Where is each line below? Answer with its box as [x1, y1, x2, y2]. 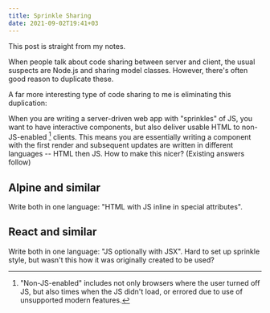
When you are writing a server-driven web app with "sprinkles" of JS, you [8, 113, 253, 123]
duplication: [8, 98, 47, 108]
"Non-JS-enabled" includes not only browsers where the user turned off [19, 278, 260, 287]
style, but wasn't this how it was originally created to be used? [8, 254, 215, 265]
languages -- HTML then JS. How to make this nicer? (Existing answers [8, 149, 245, 159]
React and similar [8, 226, 97, 239]
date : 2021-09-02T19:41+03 [8, 19, 99, 27]
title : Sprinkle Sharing [8, 11, 92, 20]
